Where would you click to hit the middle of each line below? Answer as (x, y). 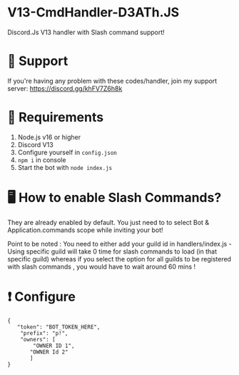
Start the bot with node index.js (65, 167)
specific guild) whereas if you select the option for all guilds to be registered (119, 259)
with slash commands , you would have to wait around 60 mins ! (102, 266)
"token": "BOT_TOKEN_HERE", (59, 327)
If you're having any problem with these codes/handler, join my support (112, 81)
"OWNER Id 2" (49, 352)
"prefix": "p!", (45, 333)
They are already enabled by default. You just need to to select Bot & (108, 222)
